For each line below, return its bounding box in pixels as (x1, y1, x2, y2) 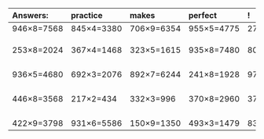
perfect (188, 10, 218, 20)
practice (70, 10, 103, 20)
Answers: (12, 10, 49, 20)
